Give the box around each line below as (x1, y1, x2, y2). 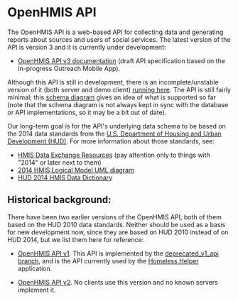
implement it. (17, 285, 56, 294)
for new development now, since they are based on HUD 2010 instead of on (7, 228, 229, 236)
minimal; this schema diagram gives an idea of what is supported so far (7, 93, 217, 102)
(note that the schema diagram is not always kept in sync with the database (7, 100, 229, 109)
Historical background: (7, 194, 112, 206)
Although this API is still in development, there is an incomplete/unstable (7, 77, 219, 86)
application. (17, 264, 53, 273)
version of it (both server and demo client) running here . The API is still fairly (7, 85, 231, 94)
